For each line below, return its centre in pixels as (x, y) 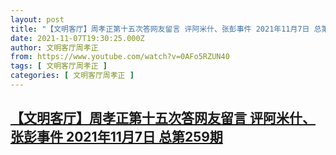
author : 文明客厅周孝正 (54, 47)
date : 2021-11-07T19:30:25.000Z (77, 38)
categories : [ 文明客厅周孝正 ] (72, 76)
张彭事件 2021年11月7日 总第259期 (116, 137)
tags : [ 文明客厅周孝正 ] (59, 66)
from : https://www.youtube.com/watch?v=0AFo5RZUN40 (120, 57)
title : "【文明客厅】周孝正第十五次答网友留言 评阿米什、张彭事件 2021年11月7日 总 (166, 29)
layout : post (37, 19)
